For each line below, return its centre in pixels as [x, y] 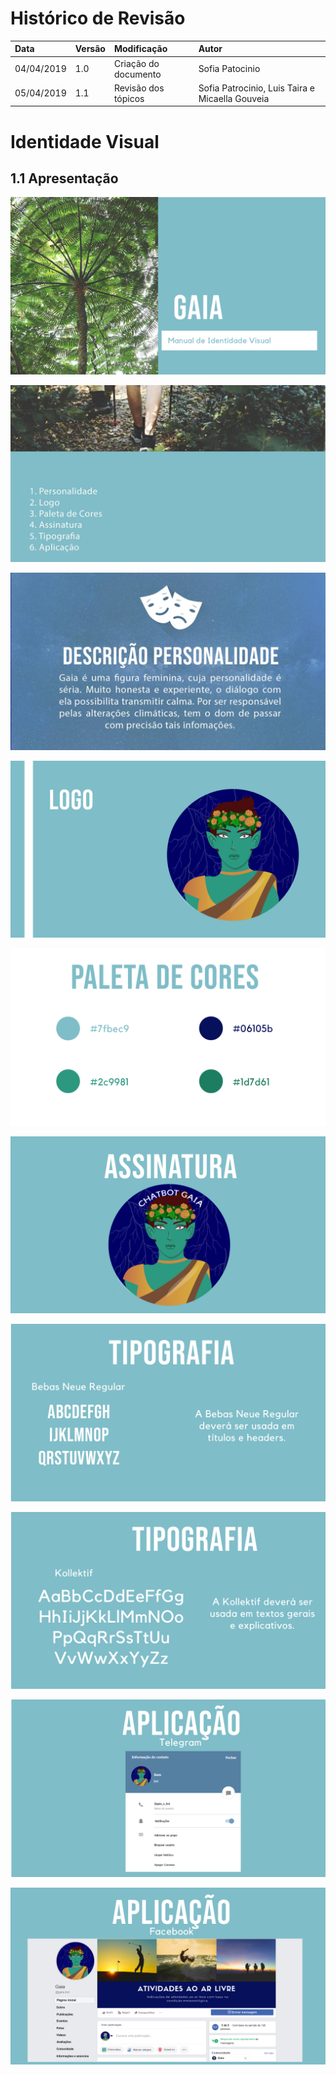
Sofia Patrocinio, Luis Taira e [257, 88]
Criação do [136, 63]
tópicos [129, 98]
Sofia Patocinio [229, 69]
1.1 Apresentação [64, 178]
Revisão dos [139, 88]
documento [137, 74]
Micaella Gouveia [234, 98]
